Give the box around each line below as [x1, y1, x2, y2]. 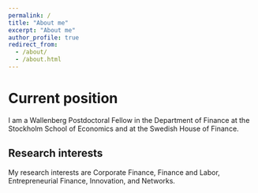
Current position [8, 90, 118, 107]
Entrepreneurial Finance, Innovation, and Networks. [8, 176, 176, 185]
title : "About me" [8, 19, 69, 27]
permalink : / [8, 11, 51, 20]
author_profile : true [8, 33, 80, 42]
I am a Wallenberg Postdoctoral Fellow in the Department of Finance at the [8, 115, 250, 124]
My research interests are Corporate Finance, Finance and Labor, [8, 167, 221, 177]
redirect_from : [8, 41, 58, 49]
